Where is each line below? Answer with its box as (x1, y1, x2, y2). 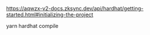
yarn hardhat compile (6, 23, 58, 29)
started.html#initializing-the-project (6, 11, 93, 18)
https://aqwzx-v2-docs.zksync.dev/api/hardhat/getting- (6, 5, 144, 12)
